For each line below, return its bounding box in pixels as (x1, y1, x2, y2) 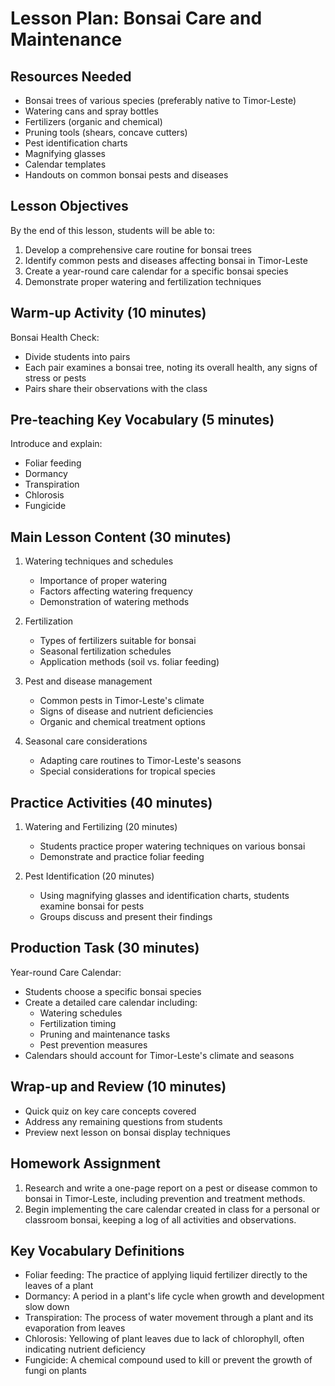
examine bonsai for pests (39, 900, 145, 912)
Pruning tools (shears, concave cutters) (24, 127, 188, 138)
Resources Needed (10, 68, 132, 85)
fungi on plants (24, 1365, 87, 1377)
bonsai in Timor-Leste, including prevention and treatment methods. (24, 1192, 306, 1204)
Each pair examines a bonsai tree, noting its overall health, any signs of (24, 361, 318, 373)
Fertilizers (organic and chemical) (24, 116, 163, 127)
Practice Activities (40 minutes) (10, 794, 213, 811)
